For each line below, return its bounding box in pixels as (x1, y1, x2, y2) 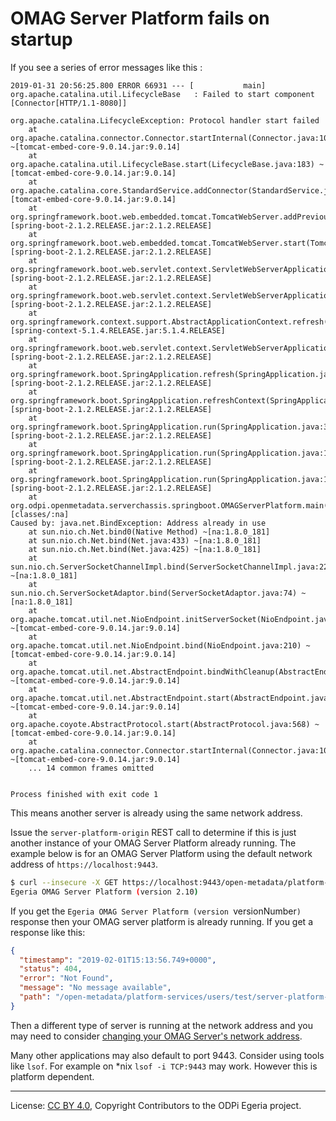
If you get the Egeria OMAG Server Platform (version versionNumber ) (10, 905, 302, 917)
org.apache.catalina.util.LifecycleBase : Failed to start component (10, 89, 315, 99)
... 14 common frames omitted (28, 763, 155, 773)
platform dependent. (10, 1070, 95, 1082)
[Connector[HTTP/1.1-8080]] (10, 98, 128, 108)
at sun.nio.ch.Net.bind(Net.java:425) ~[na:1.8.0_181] (28, 544, 262, 554)
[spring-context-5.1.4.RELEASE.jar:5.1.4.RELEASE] (10, 325, 226, 336)
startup (10, 28, 73, 51)
